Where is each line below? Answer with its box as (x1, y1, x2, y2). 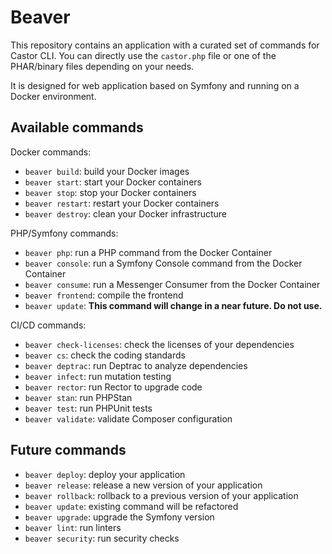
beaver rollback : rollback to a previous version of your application (24, 489, 299, 501)
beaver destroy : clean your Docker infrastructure (24, 207, 228, 220)
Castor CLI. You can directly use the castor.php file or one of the (10, 49, 277, 61)
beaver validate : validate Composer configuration (24, 412, 233, 425)
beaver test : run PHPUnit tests (24, 402, 153, 414)
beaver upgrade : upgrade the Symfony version (24, 511, 215, 523)
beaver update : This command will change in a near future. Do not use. (24, 299, 323, 311)
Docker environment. (10, 90, 97, 102)
